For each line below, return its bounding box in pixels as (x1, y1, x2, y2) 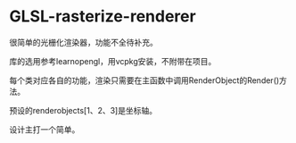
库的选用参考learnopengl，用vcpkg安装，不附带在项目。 (9, 55, 217, 66)
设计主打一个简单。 (9, 123, 80, 135)
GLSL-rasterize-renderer (9, 6, 196, 27)
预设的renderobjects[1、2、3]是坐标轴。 (9, 105, 158, 115)
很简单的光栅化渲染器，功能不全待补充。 (9, 37, 158, 47)
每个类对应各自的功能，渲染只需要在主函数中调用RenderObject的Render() (9, 74, 280, 86)
